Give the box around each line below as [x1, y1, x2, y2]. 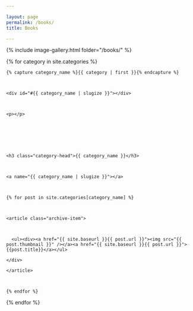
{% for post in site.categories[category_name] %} [6, 195, 134, 201]
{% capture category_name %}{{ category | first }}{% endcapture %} [6, 70, 179, 76]
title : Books [6, 25, 39, 31]
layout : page [6, 14, 39, 20]
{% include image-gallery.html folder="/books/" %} [6, 46, 132, 54]
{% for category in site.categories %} [6, 58, 98, 66]
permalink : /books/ [6, 19, 55, 26]
